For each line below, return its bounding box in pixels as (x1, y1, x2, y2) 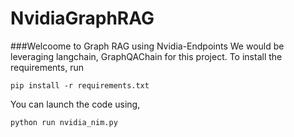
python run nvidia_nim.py (10, 117, 118, 127)
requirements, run (10, 61, 84, 73)
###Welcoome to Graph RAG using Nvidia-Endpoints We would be (10, 40, 285, 52)
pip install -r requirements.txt (10, 80, 150, 91)
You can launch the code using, (10, 98, 141, 110)
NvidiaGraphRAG (10, 7, 155, 30)
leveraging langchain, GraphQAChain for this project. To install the (10, 50, 283, 62)
